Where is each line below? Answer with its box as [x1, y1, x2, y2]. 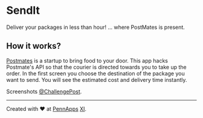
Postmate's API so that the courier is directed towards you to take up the [6, 63, 187, 70]
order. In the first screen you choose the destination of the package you [6, 70, 185, 77]
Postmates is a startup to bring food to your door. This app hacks [6, 57, 168, 64]
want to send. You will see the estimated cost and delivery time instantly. [6, 76, 187, 83]
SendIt [6, 4, 40, 17]
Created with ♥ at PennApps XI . [6, 105, 86, 112]
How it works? [6, 41, 62, 51]
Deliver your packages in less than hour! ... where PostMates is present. [6, 23, 185, 31]
